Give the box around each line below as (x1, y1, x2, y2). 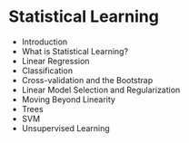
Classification (21, 65, 74, 76)
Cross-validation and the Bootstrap (21, 74, 154, 85)
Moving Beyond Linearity (21, 93, 115, 105)
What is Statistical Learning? (21, 45, 129, 56)
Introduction (21, 36, 68, 47)
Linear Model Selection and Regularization (21, 84, 181, 95)
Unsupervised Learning (21, 122, 110, 133)
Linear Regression (21, 55, 90, 66)
